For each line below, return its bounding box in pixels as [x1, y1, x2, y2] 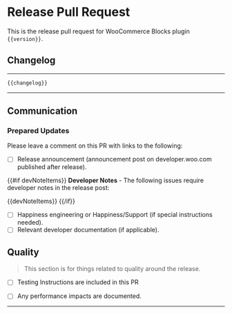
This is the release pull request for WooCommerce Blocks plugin [7, 27, 190, 35]
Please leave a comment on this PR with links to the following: [7, 141, 183, 150]
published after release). [17, 163, 88, 171]
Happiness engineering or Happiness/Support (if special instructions [17, 211, 213, 219]
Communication [7, 105, 78, 117]
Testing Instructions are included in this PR [17, 278, 139, 286]
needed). [17, 218, 43, 227]
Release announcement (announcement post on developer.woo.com [17, 155, 212, 164]
